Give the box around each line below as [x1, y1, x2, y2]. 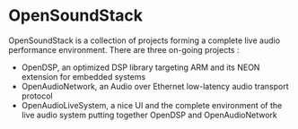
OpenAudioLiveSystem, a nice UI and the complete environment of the [21, 99, 283, 110]
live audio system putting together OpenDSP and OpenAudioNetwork [21, 109, 277, 120]
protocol [21, 90, 53, 101]
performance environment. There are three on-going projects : [8, 44, 240, 55]
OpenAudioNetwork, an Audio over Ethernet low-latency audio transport [21, 81, 289, 91]
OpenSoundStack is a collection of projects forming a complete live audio [8, 35, 280, 46]
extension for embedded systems [21, 71, 146, 82]
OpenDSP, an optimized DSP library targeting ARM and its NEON [21, 62, 260, 73]
